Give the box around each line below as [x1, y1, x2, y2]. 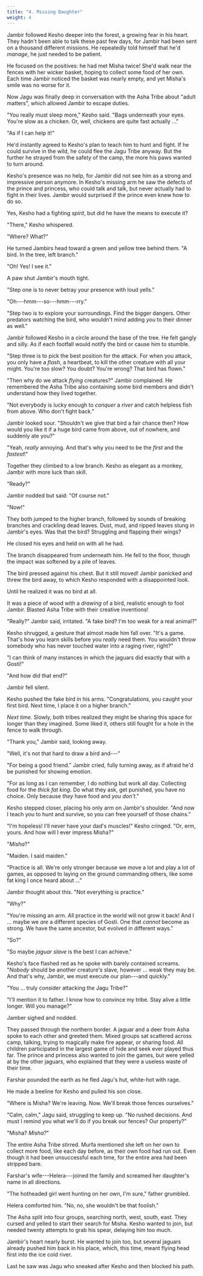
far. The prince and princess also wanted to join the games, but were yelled [7, 1051, 195, 1058]
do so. [7, 198, 23, 205]
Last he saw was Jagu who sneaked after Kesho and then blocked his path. [7, 1262, 195, 1269]
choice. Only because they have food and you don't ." [7, 792, 140, 799]
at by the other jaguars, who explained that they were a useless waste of [7, 1058, 188, 1065]
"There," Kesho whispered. [7, 221, 74, 228]
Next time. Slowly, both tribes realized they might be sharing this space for [7, 714, 193, 721]
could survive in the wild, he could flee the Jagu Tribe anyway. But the [7, 147, 182, 155]
